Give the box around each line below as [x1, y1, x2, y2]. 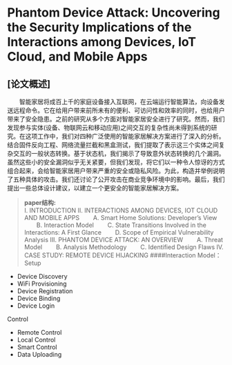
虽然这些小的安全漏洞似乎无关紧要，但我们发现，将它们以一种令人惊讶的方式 [7, 158, 225, 166]
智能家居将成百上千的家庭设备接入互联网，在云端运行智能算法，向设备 [19, 98, 219, 106]
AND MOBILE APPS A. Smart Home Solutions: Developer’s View [23, 214, 217, 221]
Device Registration [17, 287, 73, 295]
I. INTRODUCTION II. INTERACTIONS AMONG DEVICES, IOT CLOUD [23, 206, 218, 215]
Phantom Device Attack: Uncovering [7, 5, 220, 21]
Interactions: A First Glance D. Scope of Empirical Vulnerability [23, 228, 214, 236]
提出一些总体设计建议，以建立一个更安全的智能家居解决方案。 [7, 184, 183, 192]
